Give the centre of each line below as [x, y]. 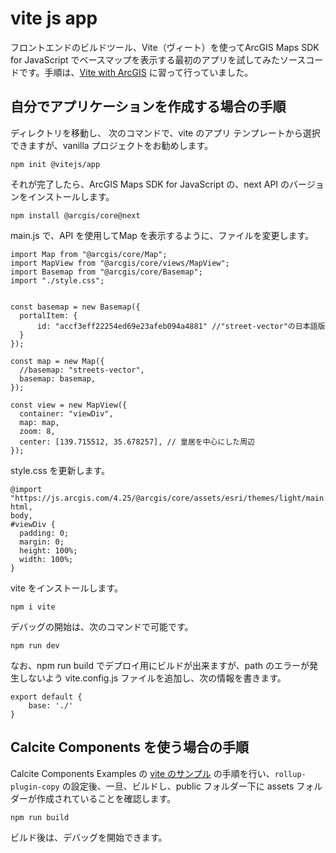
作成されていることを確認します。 [106, 798]
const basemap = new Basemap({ [75, 307]
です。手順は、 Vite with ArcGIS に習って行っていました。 [136, 72]
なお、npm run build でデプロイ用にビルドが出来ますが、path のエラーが [160, 665]
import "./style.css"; [57, 280]
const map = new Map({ [57, 361]
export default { [46, 697]
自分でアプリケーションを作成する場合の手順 [148, 107]
